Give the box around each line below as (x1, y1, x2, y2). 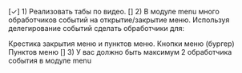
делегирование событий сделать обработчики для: (8, 24, 185, 33)
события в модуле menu (8, 56, 92, 65)
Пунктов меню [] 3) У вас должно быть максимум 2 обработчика (8, 48, 232, 56)
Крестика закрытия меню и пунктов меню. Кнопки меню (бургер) (8, 39, 235, 48)
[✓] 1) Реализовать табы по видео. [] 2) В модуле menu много (8, 7, 220, 16)
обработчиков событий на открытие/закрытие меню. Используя (8, 15, 230, 25)
